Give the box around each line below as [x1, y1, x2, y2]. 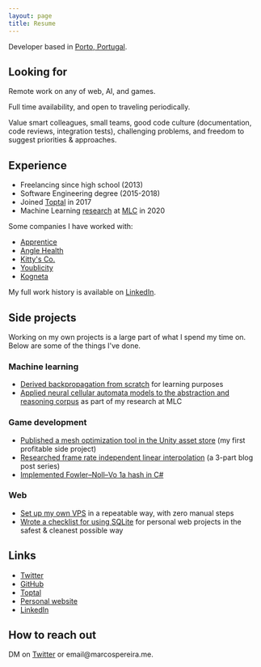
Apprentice [19, 237, 58, 247]
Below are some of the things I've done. [8, 341, 141, 350]
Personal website [19, 596, 78, 605]
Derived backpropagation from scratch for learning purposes [19, 380, 224, 389]
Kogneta [19, 272, 48, 282]
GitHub [19, 579, 44, 588]
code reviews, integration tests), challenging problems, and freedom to [8, 126, 245, 136]
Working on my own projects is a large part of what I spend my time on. [8, 332, 246, 342]
